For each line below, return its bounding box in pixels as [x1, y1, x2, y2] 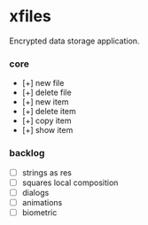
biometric [21, 206, 58, 218]
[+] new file [21, 78, 65, 89]
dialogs [21, 187, 50, 198]
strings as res [21, 167, 73, 178]
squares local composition [21, 177, 119, 188]
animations [21, 197, 63, 207]
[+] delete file [21, 87, 73, 98]
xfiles [9, 6, 51, 27]
